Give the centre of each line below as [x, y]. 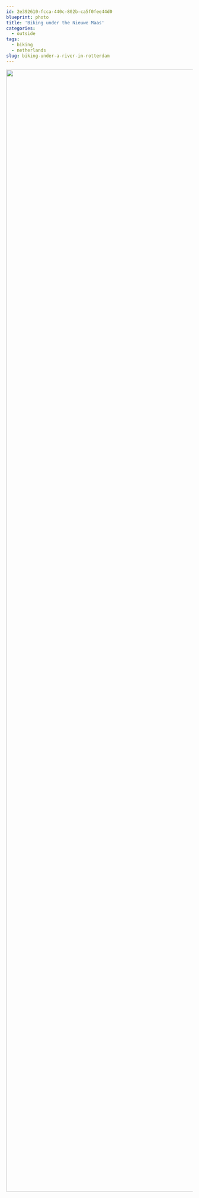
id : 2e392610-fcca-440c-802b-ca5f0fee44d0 [59, 12]
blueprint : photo [28, 17]
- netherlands [29, 50]
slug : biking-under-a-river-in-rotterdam [58, 56]
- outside [23, 34]
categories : [21, 28]
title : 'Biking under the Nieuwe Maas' [55, 23]
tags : [13, 39]
